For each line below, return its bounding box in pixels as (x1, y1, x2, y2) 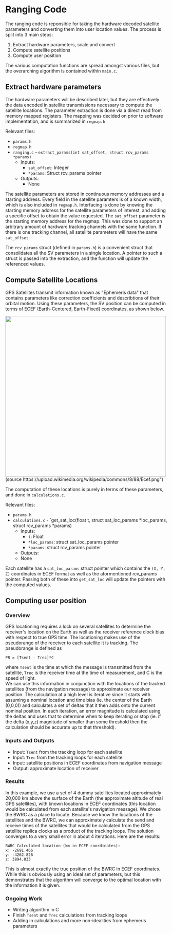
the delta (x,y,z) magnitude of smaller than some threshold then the (5, 719, 148, 725)
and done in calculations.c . (5, 492, 65, 498)
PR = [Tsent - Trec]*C (5, 655, 54, 661)
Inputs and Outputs (5, 737, 55, 744)
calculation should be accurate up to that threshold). (5, 724, 117, 731)
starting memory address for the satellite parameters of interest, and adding (5, 207, 166, 213)
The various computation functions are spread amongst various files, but (5, 62, 160, 68)
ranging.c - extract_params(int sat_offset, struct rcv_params (12, 149, 149, 155)
